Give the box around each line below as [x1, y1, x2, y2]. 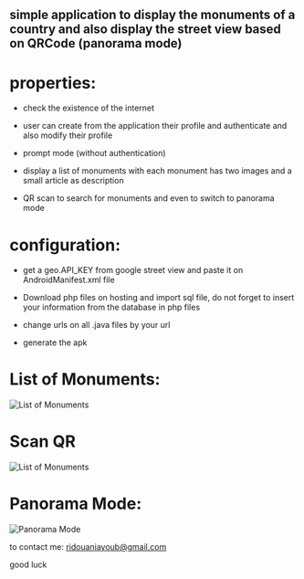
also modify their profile [22, 130, 113, 141]
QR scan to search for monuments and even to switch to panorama [22, 193, 276, 204]
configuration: [9, 235, 121, 255]
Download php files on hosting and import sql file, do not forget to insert [22, 292, 295, 303]
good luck [9, 559, 47, 570]
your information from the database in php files [22, 301, 201, 313]
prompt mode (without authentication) [22, 148, 166, 159]
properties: [9, 72, 97, 93]
